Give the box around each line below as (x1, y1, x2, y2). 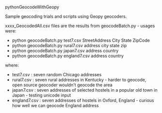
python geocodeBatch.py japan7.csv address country (12, 48, 119, 53)
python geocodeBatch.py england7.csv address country (12, 53, 124, 59)
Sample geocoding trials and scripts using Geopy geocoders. (5, 14, 127, 19)
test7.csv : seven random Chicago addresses (12, 72, 102, 77)
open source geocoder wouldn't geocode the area (12, 82, 113, 88)
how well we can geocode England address (12, 103, 99, 108)
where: (5, 63, 19, 68)
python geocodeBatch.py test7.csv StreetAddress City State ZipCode (12, 37, 150, 43)
